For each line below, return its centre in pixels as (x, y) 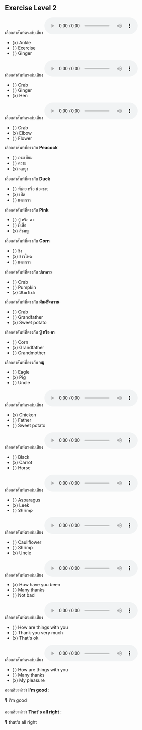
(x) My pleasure (29, 680)
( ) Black (21, 457)
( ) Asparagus (26, 500)
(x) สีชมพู (20, 231)
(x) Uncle (22, 553)
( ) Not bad (23, 595)
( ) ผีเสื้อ (19, 225)
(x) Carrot (22, 462)
